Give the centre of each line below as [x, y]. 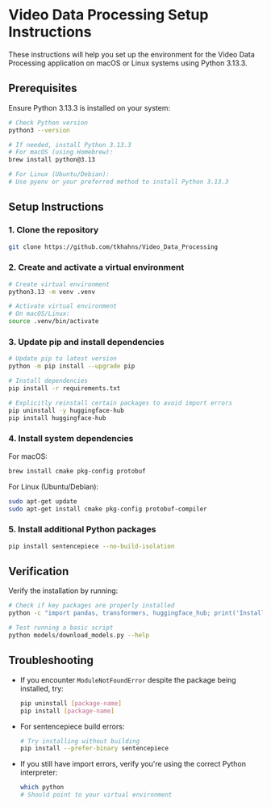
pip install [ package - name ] [67, 711]
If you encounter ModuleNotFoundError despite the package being [128, 679]
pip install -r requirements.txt [65, 389]
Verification [39, 572]
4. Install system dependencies [71, 439]
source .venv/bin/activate [54, 322]
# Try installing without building [80, 741]
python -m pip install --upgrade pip [72, 366]
